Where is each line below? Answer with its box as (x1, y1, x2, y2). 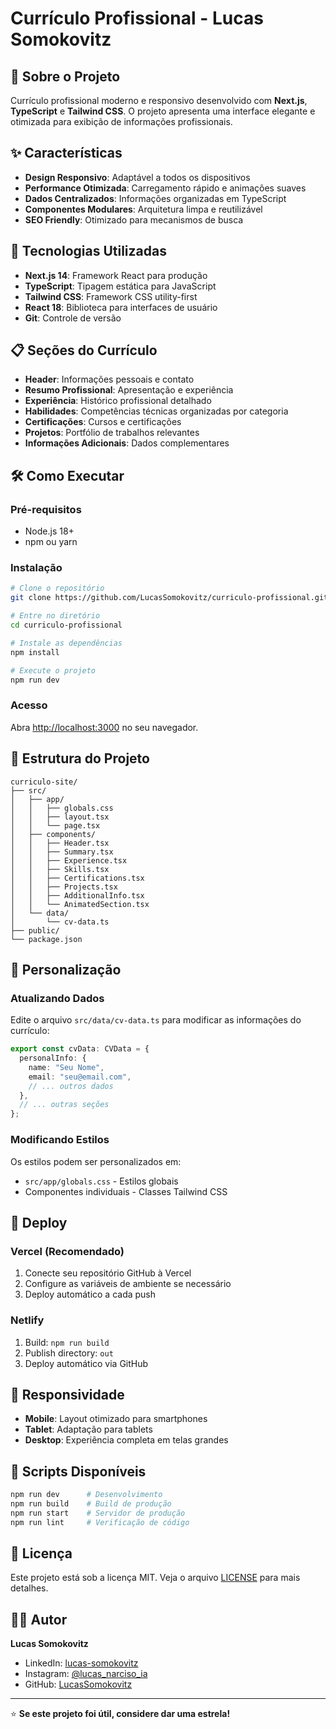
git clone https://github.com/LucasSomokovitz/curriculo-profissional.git (10, 593, 329, 603)
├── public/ (10, 925, 60, 936)
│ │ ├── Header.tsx (10, 838, 110, 848)
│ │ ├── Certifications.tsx (10, 873, 145, 883)
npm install (10, 647, 60, 657)
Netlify (10, 1313, 45, 1327)
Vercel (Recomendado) (10, 1244, 125, 1258)
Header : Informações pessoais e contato (24, 373, 195, 386)
